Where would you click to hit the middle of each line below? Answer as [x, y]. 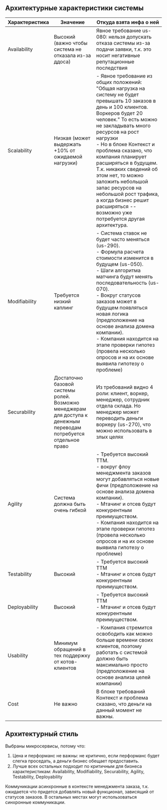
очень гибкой [70, 510]
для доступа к [71, 415]
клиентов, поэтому [119, 646]
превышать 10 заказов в [126, 100]
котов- [69, 661]
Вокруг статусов [121, 295]
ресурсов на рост [118, 132]
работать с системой [122, 652]
